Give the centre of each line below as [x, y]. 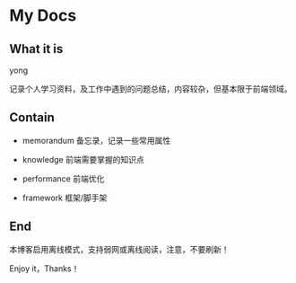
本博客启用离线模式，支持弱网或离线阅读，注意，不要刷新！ [119, 249]
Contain [32, 118]
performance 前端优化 [63, 178]
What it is [36, 49]
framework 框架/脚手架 [65, 198]
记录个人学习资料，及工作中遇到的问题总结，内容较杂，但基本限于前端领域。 [151, 89]
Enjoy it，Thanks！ [44, 268]
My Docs [43, 16]
